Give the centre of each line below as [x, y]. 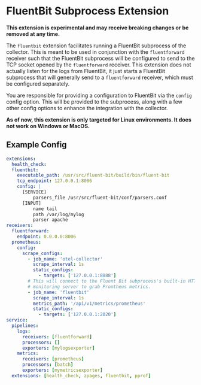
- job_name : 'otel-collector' [65, 259]
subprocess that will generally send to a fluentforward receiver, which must [100, 77]
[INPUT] [32, 203]
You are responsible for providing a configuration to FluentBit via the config [99, 95]
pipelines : [25, 326]
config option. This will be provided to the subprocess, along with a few [94, 101]
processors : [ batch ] [48, 365]
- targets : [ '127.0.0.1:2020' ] [77, 315]
